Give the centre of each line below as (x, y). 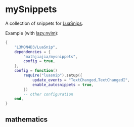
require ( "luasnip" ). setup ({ (53, 75)
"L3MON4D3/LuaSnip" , (36, 47)
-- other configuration (48, 94)
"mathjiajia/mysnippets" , (51, 57)
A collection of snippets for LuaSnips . (44, 23)
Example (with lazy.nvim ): (32, 33)
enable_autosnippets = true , (63, 84)
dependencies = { (33, 52)
